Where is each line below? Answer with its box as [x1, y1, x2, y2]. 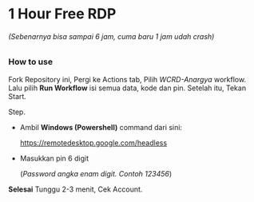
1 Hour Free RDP [8, 5, 117, 23]
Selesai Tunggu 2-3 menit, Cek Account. [8, 184, 143, 194]
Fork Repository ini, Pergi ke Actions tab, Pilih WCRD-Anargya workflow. [8, 74, 246, 84]
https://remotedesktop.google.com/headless [19, 137, 168, 148]
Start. [8, 91, 26, 101]
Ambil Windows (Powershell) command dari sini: [19, 122, 182, 132]
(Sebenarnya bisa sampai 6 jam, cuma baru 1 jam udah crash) [8, 31, 215, 41]
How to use [8, 57, 54, 68]
